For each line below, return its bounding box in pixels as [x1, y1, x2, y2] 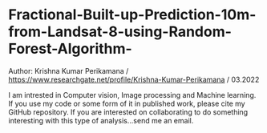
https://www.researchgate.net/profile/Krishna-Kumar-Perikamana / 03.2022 [8, 75, 260, 84]
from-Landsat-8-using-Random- [8, 22, 233, 41]
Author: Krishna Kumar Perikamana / [8, 66, 129, 75]
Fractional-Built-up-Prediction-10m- [8, 6, 257, 24]
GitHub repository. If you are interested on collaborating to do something [8, 107, 249, 117]
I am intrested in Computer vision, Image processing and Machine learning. [8, 90, 257, 99]
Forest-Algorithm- [8, 40, 132, 58]
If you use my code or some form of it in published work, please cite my [8, 99, 246, 108]
